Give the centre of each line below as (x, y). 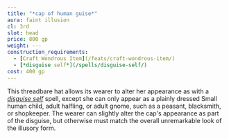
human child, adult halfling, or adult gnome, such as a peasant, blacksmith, (114, 106)
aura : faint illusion (39, 20)
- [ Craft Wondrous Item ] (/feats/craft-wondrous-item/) (94, 59)
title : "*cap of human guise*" (52, 13)
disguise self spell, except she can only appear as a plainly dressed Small (112, 98)
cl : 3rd (18, 26)
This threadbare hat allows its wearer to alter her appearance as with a (108, 91)
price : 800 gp (28, 39)
